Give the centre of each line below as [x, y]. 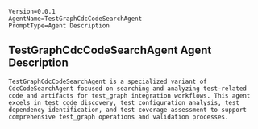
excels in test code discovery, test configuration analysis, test [124, 102]
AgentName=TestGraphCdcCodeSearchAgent [75, 19]
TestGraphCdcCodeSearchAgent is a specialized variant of [108, 81]
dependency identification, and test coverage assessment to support [128, 110]
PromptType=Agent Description [59, 26]
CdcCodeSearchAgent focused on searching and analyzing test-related [128, 89]
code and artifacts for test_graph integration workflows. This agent [129, 96]
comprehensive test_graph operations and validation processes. [119, 117]
